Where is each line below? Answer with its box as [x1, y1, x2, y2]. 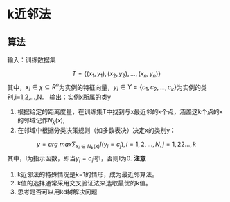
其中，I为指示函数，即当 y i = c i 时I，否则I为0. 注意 [7, 154, 146, 164]
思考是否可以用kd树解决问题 [17, 187, 98, 196]
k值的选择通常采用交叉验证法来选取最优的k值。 [17, 178, 152, 187]
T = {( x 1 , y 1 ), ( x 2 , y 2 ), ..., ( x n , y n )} [71, 70, 161, 80]
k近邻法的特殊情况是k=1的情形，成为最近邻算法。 [17, 170, 159, 178]
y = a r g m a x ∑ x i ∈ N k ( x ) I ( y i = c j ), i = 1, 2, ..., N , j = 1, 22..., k [37, 140, 196, 151]
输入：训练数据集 [7, 56, 56, 64]
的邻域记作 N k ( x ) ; [17, 116, 65, 127]
